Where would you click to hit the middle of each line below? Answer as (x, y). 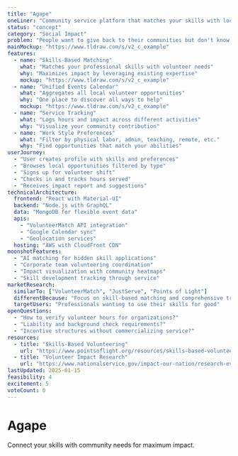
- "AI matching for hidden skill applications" (85, 259)
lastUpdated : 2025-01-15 (44, 371)
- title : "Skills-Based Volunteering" (71, 344)
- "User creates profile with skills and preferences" (96, 159)
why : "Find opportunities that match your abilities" (101, 146)
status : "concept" (34, 27)
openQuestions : (30, 311)
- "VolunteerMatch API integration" (74, 225)
